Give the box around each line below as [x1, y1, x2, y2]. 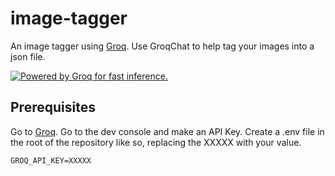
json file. [10, 50, 46, 62]
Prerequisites [10, 99, 96, 116]
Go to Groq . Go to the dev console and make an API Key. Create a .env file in [10, 125, 325, 137]
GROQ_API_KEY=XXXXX [10, 155, 92, 166]
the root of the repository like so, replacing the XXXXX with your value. [10, 136, 302, 148]
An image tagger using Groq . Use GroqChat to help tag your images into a [10, 40, 315, 52]
